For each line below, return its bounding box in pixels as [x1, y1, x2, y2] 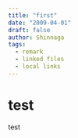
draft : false [8, 26, 51, 34]
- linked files [15, 56, 65, 64]
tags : [8, 41, 26, 49]
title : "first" [8, 11, 58, 20]
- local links [15, 63, 61, 71]
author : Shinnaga [8, 33, 65, 42]
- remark [15, 48, 44, 56]
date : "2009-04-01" [8, 19, 72, 27]
